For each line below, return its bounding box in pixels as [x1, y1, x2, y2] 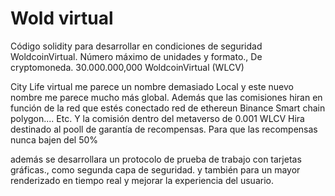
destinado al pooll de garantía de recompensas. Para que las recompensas [10, 123, 318, 135]
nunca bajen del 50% [10, 133, 99, 146]
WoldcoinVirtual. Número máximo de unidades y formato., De [10, 50, 263, 62]
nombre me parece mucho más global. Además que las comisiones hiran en [10, 91, 323, 103]
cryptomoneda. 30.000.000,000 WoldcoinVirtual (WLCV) [10, 61, 245, 73]
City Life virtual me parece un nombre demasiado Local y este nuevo [10, 80, 294, 92]
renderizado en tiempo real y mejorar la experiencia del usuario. [10, 174, 274, 186]
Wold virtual [10, 7, 114, 30]
